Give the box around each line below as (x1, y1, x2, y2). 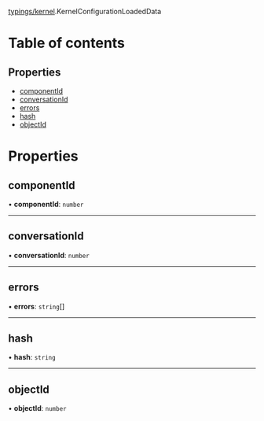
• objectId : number (8, 404, 67, 413)
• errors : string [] (8, 301, 65, 311)
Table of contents (8, 35, 126, 52)
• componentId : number (8, 200, 84, 209)
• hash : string (8, 353, 57, 362)
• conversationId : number (8, 250, 90, 260)
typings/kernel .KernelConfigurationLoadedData (8, 7, 162, 16)
